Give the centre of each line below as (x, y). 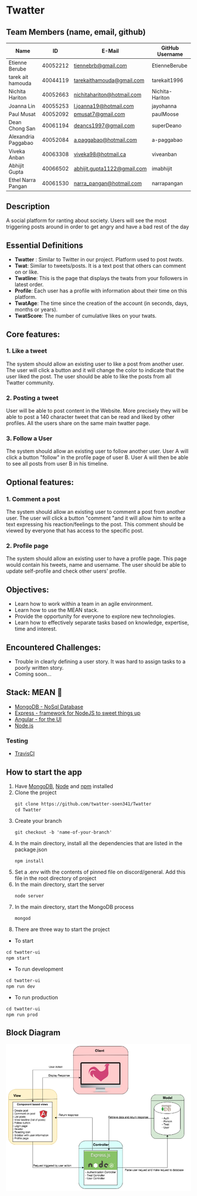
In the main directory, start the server (60, 884)
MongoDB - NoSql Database (49, 706)
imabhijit (162, 169)
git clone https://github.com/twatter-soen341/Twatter (83, 804)
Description (28, 206)
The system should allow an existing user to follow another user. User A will (97, 451)
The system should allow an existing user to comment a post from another (96, 512)
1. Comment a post (33, 499)
